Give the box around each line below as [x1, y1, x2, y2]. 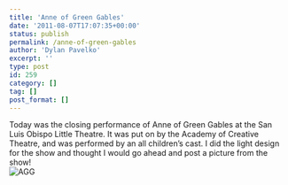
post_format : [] [9, 95, 69, 104]
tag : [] [9, 87, 38, 96]
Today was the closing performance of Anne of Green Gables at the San [9, 119, 273, 130]
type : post [9, 63, 50, 72]
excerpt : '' [9, 54, 53, 63]
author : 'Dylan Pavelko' [9, 46, 101, 55]
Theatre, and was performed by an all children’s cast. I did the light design [9, 138, 280, 149]
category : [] [9, 79, 58, 88]
